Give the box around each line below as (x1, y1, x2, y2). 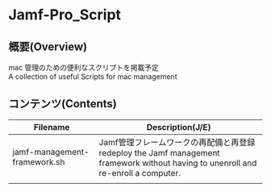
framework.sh (12, 156, 65, 167)
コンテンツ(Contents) (8, 97, 117, 111)
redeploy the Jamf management (98, 147, 220, 158)
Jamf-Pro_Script (8, 6, 122, 24)
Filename (33, 121, 70, 132)
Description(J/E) (146, 121, 211, 132)
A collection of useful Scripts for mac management (8, 72, 177, 81)
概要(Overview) (8, 40, 87, 53)
